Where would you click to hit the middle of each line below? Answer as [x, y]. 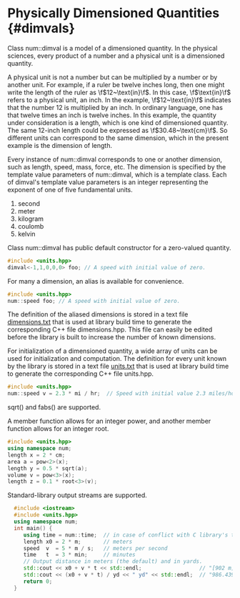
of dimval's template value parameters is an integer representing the [108, 182]
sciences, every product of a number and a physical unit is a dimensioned [116, 56]
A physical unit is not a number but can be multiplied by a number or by [112, 77]
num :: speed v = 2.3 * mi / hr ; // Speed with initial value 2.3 [106, 394]
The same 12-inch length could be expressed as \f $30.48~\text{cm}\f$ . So [117, 130]
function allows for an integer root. [58, 429]
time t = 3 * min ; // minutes [79, 555]
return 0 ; [38, 581]
